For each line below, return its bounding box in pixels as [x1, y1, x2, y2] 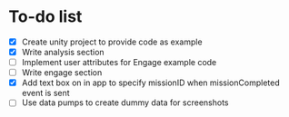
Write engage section [21, 67, 103, 78]
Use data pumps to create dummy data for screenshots [21, 97, 229, 108]
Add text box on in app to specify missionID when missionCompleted [21, 77, 280, 88]
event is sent [21, 88, 70, 99]
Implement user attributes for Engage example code [21, 57, 217, 68]
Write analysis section [21, 47, 105, 57]
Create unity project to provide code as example [21, 36, 203, 47]
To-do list [8, 6, 83, 27]
